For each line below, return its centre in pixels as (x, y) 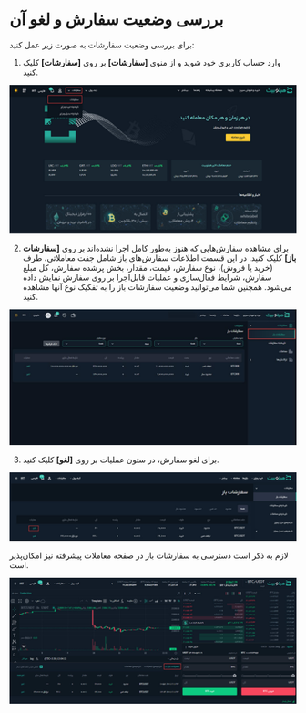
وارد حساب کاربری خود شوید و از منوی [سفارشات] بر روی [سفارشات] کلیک (152, 62)
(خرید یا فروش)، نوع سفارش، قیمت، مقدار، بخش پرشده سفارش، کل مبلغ (148, 267)
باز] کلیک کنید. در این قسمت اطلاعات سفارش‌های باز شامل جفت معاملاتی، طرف (159, 258)
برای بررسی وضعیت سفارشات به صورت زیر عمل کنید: (102, 45)
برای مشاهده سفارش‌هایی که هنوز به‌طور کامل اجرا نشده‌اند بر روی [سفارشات (156, 248)
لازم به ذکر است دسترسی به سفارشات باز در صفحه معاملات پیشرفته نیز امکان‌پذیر (149, 555)
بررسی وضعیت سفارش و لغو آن (117, 20)
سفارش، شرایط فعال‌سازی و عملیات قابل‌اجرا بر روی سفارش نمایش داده (147, 277)
